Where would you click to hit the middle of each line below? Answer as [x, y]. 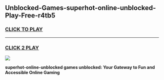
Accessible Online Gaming [32, 72]
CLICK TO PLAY [24, 30]
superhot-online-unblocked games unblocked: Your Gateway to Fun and [80, 67]
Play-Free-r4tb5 [30, 16]
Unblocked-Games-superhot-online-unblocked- [81, 8]
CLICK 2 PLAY [22, 48]
